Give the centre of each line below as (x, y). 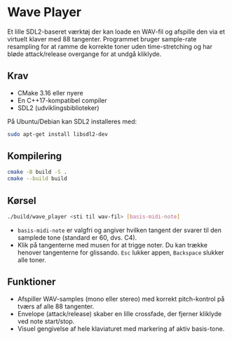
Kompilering (35, 156)
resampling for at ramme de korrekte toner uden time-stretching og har (110, 46)
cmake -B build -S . (37, 172)
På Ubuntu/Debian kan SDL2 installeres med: (72, 121)
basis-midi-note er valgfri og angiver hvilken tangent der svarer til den (120, 230)
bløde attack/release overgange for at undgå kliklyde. (84, 54)
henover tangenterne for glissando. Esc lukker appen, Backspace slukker (121, 252)
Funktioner (32, 282)
